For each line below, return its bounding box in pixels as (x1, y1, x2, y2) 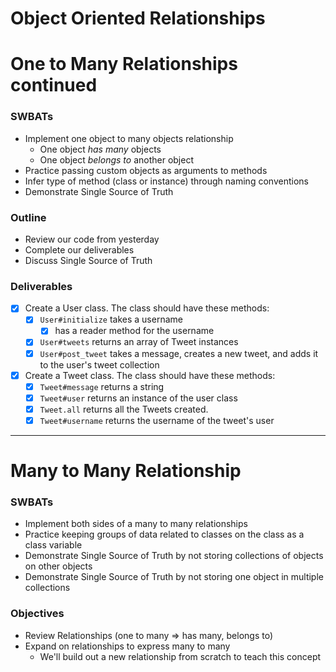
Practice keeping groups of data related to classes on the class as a (24, 528, 305, 541)
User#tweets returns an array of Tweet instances (39, 336, 239, 348)
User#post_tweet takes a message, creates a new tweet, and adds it (39, 347, 319, 359)
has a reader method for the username (54, 325, 215, 337)
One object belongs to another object (39, 153, 194, 166)
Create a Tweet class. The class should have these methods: (24, 369, 276, 381)
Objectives (10, 607, 65, 621)
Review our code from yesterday (24, 233, 160, 245)
